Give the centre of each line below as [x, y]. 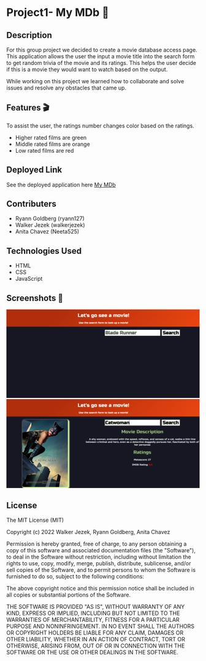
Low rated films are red [44, 150]
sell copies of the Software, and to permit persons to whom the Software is [101, 570]
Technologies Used [44, 251]
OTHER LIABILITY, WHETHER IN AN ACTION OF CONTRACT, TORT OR [96, 640]
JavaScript [29, 279]
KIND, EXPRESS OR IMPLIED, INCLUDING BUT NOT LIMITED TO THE [93, 613]
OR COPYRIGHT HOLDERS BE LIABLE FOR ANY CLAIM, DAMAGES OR [95, 633]
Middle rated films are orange [52, 144]
